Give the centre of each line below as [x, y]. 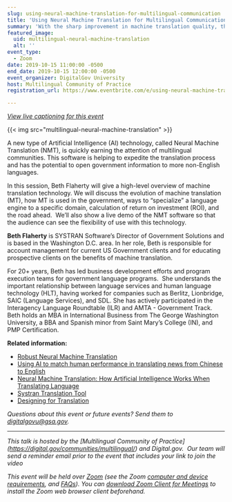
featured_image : [30, 33]
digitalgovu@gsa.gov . [38, 421]
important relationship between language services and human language [109, 286]
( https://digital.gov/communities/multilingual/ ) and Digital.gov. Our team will [116, 449]
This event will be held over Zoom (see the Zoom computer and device [108, 476]
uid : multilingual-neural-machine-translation [81, 39]
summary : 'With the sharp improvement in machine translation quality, [112, 26]
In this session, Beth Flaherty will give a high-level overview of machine [109, 186]
